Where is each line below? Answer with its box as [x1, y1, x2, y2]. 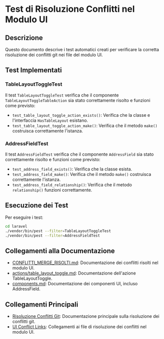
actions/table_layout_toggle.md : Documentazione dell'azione [12, 270, 136, 276]
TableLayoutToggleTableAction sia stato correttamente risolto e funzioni [5, 97, 151, 103]
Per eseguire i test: [5, 214, 43, 220]
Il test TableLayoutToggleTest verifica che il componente [5, 92, 119, 98]
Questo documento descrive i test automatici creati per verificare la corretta [5, 47, 159, 52]
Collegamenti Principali [5, 300, 78, 308]
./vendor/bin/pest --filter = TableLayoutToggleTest [5, 228, 111, 234]
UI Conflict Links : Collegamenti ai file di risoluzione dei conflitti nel [12, 324, 147, 330]
